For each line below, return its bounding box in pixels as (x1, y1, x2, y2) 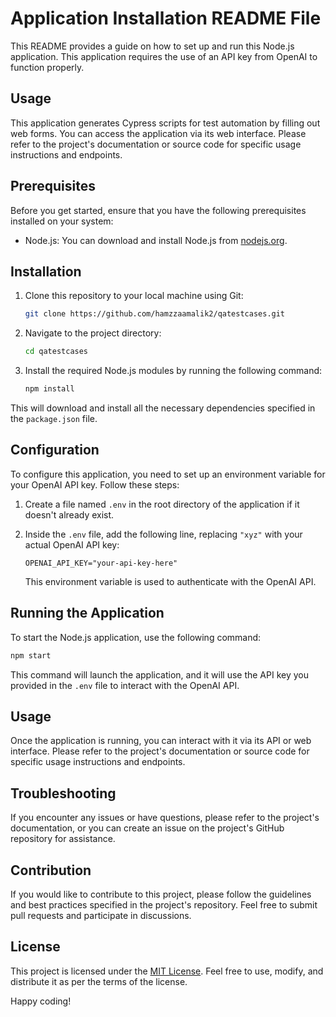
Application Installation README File (10, 7, 322, 30)
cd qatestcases (24, 347, 89, 357)
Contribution (10, 862, 92, 879)
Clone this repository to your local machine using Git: (24, 290, 244, 302)
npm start (10, 650, 52, 661)
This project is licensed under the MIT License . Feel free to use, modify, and (10, 965, 324, 977)
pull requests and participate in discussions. (10, 909, 192, 921)
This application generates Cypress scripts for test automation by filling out (10, 117, 321, 129)
